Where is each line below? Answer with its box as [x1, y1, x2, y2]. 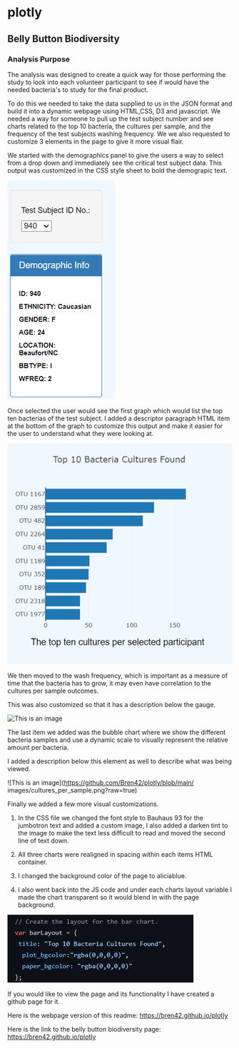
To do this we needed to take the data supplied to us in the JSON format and [7, 99, 233, 108]
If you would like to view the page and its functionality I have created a [7, 990, 215, 998]
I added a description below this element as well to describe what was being [7, 757, 232, 765]
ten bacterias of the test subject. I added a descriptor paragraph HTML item [7, 414, 230, 422]
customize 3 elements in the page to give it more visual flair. [7, 137, 184, 146]
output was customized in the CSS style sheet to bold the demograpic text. [7, 166, 228, 175]
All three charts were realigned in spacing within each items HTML [17, 850, 213, 858]
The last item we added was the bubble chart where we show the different [7, 728, 226, 736]
